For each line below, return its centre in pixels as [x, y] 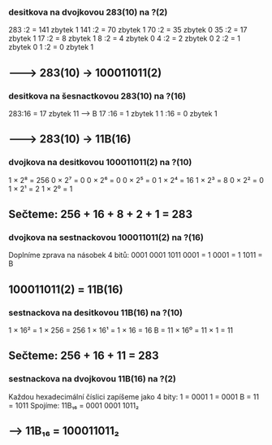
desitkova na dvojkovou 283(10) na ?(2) [88, 12]
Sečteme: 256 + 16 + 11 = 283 [84, 356]
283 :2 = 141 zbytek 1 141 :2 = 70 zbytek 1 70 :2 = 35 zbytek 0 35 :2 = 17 [128, 30]
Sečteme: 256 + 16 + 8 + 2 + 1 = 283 [101, 214]
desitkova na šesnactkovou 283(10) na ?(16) [97, 96]
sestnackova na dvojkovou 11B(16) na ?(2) [92, 379]
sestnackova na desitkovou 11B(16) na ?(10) [95, 312]
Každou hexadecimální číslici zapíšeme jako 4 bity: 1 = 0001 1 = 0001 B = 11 [134, 396]
